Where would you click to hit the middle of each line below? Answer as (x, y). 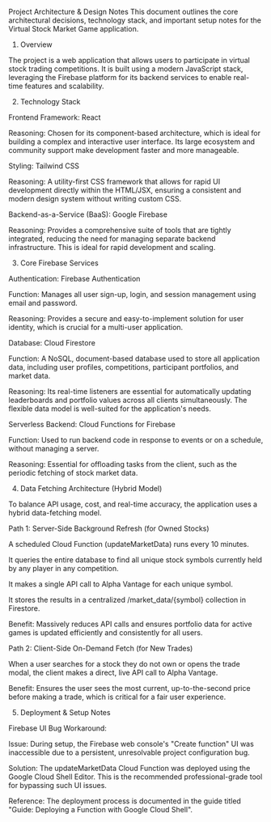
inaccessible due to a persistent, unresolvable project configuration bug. (129, 752)
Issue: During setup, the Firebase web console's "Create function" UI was (131, 744)
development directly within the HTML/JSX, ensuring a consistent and (125, 190)
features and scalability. (64, 86)
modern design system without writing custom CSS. (95, 199)
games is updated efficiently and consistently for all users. (106, 633)
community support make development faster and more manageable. (124, 150)
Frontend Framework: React (55, 117)
